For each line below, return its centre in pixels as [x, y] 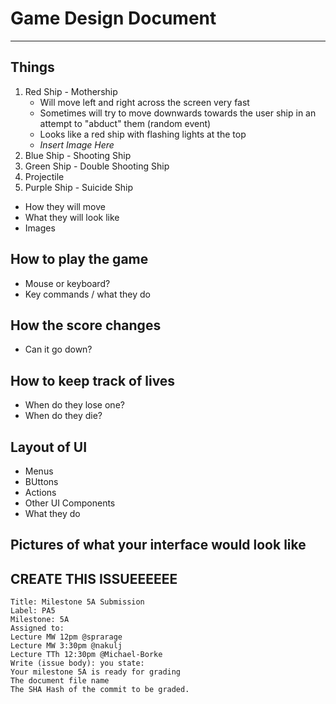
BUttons [41, 481]
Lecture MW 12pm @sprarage [66, 637]
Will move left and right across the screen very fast [144, 102]
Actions [40, 492]
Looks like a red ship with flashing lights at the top [143, 134]
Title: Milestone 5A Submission [77, 602]
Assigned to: [37, 628]
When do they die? [63, 416]
